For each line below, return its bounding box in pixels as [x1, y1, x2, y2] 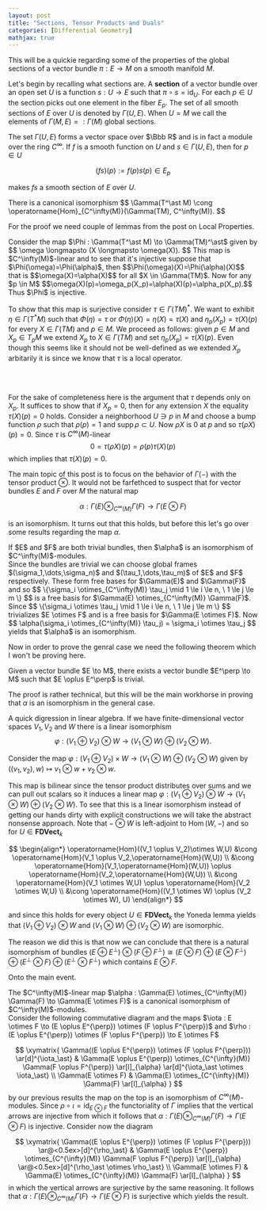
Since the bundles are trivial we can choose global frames [8, 559, 198, 569]
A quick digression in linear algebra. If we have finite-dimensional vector [8, 714, 244, 723]
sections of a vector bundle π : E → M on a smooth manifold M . [8, 64, 215, 74]
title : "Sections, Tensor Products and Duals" [8, 19, 165, 27]
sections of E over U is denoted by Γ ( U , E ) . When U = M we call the [8, 108, 227, 117]
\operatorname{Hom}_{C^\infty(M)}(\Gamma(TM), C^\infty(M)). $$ [8, 207, 226, 216]
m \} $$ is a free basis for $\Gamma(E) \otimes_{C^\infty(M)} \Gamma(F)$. [8, 594, 252, 603]
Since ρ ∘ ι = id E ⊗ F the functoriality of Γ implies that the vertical [40, 1101, 253, 1113]
